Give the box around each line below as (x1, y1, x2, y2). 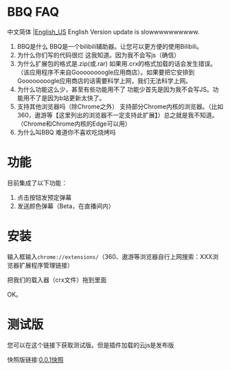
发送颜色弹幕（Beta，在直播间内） (16, 202, 115, 210)
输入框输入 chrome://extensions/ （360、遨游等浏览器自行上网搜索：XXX (7, 252, 213, 261)
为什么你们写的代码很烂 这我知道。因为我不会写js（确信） (16, 51, 181, 59)
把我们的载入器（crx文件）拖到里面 (7, 275, 107, 284)
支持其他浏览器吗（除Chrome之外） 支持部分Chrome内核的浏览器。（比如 (16, 102, 224, 111)
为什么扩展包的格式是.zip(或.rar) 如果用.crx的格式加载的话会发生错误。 (16, 59, 217, 67)
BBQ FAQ (7, 4, 60, 20)
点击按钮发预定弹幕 (16, 193, 72, 201)
